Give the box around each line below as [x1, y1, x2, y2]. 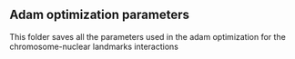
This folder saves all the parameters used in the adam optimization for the [9, 31, 287, 42]
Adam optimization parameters [9, 7, 189, 23]
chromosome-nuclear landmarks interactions [9, 41, 179, 52]
